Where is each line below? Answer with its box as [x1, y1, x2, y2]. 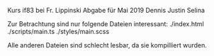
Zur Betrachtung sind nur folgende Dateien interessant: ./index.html [7, 20, 204, 28]
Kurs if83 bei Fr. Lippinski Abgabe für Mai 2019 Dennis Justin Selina [7, 6, 205, 14]
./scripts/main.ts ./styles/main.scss [7, 28, 110, 35]
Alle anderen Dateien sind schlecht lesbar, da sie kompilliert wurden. [7, 41, 207, 49]
